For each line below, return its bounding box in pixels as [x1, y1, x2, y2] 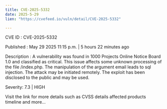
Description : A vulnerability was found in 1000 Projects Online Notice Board [5, 54, 161, 59]
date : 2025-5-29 [5, 12, 39, 17]
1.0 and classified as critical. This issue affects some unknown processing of [5, 59, 162, 65]
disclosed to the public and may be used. [5, 75, 89, 81]
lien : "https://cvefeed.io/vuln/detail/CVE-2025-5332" [5, 16, 121, 21]
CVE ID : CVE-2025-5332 [5, 34, 58, 40]
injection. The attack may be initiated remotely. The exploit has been [5, 69, 145, 75]
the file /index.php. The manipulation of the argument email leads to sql [5, 64, 152, 70]
